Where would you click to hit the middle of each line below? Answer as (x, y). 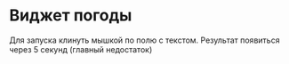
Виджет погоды (71, 16)
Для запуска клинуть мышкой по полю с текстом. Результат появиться (144, 40)
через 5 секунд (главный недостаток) (81, 49)
